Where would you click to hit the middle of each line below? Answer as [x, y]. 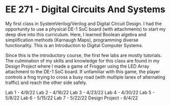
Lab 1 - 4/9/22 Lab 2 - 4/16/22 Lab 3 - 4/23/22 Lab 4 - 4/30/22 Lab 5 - [80, 92]
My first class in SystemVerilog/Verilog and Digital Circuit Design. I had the [83, 24]
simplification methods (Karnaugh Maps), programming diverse [72, 40]
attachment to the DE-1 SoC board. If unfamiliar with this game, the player [83, 71]
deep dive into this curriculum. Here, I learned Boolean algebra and [76, 34]
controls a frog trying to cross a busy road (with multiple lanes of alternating [86, 77]
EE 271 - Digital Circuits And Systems [86, 9]
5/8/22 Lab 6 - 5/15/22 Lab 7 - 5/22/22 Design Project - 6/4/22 [72, 98]
